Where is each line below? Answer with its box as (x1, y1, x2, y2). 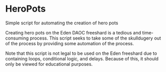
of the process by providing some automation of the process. (5, 40, 134, 46)
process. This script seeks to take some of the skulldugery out (30, 35, 161, 41)
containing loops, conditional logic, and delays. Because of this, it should (5, 55, 159, 61)
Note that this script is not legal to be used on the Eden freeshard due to (5, 50, 157, 56)
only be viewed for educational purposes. (5, 61, 93, 67)
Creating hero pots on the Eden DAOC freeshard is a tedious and (5, 29, 141, 35)
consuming (5, 35, 29, 41)
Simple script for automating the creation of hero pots (5, 20, 118, 26)
